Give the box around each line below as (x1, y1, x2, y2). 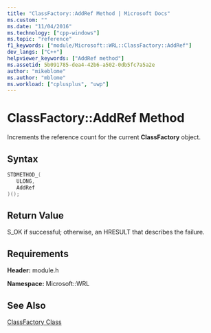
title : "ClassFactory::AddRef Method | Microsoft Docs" (7, 10, 170, 17)
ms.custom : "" (7, 17, 48, 23)
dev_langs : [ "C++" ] (7, 49, 63, 56)
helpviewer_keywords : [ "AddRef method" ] (7, 55, 125, 62)
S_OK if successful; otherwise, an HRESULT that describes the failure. (7, 228, 205, 236)
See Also (7, 299, 46, 311)
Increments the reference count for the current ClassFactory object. (7, 133, 201, 141)
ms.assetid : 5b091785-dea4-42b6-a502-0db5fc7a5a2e (7, 61, 155, 68)
